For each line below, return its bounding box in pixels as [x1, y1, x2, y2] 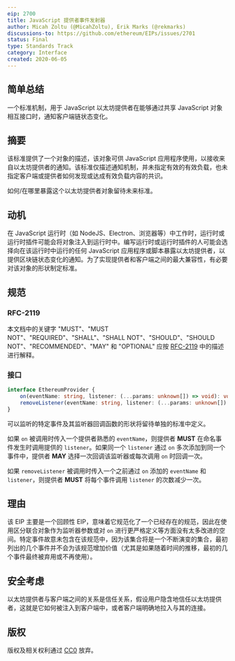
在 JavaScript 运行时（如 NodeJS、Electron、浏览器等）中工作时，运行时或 [7, 229, 225, 238]
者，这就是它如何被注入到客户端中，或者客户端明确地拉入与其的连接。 [7, 604, 210, 612]
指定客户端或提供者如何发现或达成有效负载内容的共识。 [7, 172, 166, 180]
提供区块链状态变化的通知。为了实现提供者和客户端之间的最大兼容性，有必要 [7, 255, 228, 264]
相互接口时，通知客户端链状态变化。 [7, 112, 112, 120]
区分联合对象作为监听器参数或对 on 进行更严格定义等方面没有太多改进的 [13, 526, 220, 535]
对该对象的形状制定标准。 [7, 264, 81, 273]
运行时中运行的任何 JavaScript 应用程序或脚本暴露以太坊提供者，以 [31, 246, 226, 255]
